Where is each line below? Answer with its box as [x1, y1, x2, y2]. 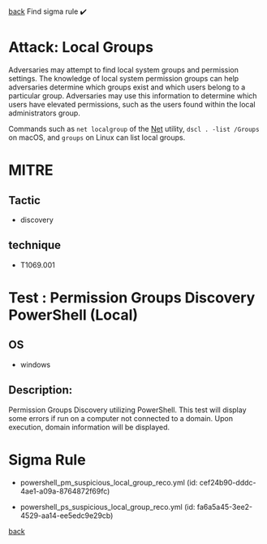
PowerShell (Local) [8, 306, 139, 324]
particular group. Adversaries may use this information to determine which [8, 90, 257, 100]
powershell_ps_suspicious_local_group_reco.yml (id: [19, 502, 196, 511]
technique [8, 238, 62, 252]
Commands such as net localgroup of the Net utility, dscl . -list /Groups [8, 124, 260, 133]
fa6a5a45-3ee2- [196, 502, 253, 511]
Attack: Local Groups [8, 38, 154, 57]
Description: [8, 383, 73, 397]
